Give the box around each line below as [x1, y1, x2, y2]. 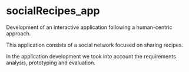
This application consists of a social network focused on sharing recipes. [6, 41, 184, 48]
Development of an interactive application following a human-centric [6, 24, 173, 31]
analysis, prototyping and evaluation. [6, 59, 96, 66]
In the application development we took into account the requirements [6, 53, 177, 60]
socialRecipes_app [6, 4, 100, 18]
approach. [6, 30, 31, 37]
